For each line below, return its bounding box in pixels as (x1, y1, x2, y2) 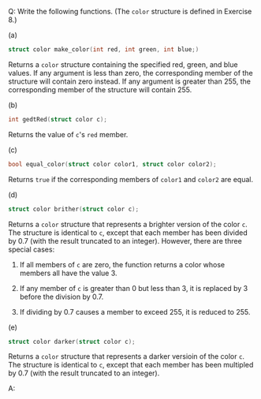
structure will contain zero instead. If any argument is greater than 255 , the (8, 76, 251, 86)
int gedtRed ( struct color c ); (8, 115, 108, 123)
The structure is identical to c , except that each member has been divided (8, 228, 248, 237)
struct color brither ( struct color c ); (8, 205, 140, 213)
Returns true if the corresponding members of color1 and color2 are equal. (8, 174, 254, 184)
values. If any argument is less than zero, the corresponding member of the (8, 68, 254, 77)
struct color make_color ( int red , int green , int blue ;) (8, 46, 199, 54)
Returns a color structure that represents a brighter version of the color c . (8, 219, 248, 229)
